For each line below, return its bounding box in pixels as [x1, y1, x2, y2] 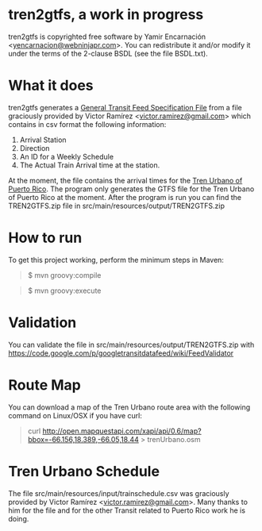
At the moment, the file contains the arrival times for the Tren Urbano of [8, 175, 243, 185]
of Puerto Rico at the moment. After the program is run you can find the [8, 192, 242, 202]
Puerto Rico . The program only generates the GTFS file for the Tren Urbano [8, 184, 255, 194]
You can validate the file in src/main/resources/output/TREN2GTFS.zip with [8, 340, 255, 349]
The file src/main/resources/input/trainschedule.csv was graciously [8, 488, 229, 498]
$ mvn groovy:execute [27, 286, 102, 295]
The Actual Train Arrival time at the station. [19, 160, 160, 170]
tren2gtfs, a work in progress [8, 6, 204, 24]
